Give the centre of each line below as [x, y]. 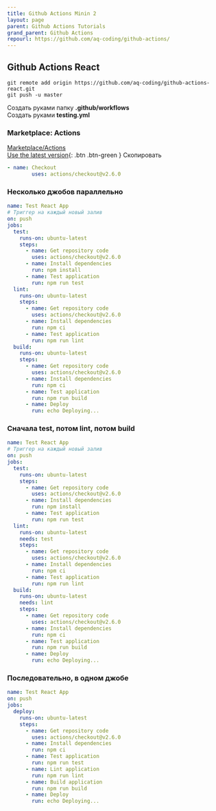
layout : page [26, 20]
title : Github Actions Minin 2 [52, 13]
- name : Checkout [32, 168]
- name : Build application [64, 782]
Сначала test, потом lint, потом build [71, 429]
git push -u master [35, 95]
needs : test [36, 539]
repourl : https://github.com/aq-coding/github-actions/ [88, 39]
